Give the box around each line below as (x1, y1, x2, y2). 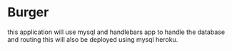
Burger (7, 4, 49, 21)
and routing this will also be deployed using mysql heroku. (7, 35, 178, 43)
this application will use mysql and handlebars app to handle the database (7, 28, 226, 36)
